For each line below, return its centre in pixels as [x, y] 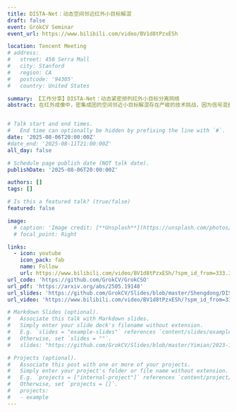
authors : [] [25, 182]
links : [17, 247]
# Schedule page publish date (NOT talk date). [79, 163]
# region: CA [30, 72]
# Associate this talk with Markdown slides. [79, 319]
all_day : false [30, 150]
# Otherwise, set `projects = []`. [63, 384]
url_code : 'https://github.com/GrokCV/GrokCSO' [79, 280]
